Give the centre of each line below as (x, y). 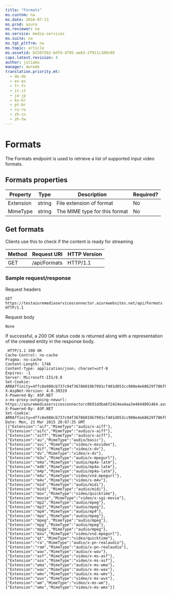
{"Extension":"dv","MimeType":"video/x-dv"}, (54, 453)
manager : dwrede (22, 67)
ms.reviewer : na (22, 29)
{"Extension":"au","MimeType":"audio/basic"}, (55, 440)
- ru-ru (18, 110)
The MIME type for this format (92, 211)
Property (20, 194)
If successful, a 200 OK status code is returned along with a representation (84, 336)
